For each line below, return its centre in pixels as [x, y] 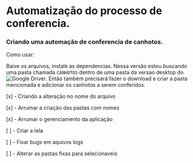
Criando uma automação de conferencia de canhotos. [85, 42]
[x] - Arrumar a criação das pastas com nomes [63, 108]
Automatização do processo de [84, 11]
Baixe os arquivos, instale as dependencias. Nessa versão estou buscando [96, 66]
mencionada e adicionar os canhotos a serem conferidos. [76, 85]
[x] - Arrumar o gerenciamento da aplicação [59, 119]
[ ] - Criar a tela [25, 131]
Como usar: [20, 55]
